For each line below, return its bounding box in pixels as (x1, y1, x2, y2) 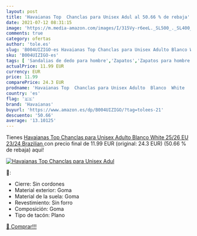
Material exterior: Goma (14, 187, 72, 194)
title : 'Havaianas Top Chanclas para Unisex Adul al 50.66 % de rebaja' (6, 14, 191, 20)
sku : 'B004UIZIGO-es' (6, 52, 59, 58)
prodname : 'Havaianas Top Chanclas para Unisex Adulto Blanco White (6, 85, 185, 91)
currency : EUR (6, 69, 41, 75)
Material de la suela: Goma (14, 193, 79, 200)
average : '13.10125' (6, 118, 57, 124)
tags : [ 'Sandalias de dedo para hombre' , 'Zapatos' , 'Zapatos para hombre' (6, 58, 193, 63)
